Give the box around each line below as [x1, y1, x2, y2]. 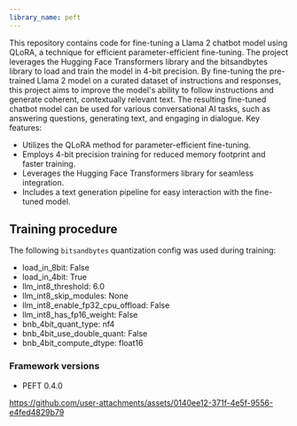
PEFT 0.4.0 [21, 380, 63, 390]
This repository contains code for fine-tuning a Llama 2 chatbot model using [9, 37, 288, 48]
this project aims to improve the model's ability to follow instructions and [9, 84, 274, 95]
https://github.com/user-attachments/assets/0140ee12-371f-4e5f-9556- [9, 397, 273, 408]
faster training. [21, 158, 76, 169]
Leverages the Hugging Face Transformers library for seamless [21, 168, 254, 178]
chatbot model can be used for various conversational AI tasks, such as [9, 103, 270, 114]
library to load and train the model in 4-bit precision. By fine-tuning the [9, 66, 268, 76]
